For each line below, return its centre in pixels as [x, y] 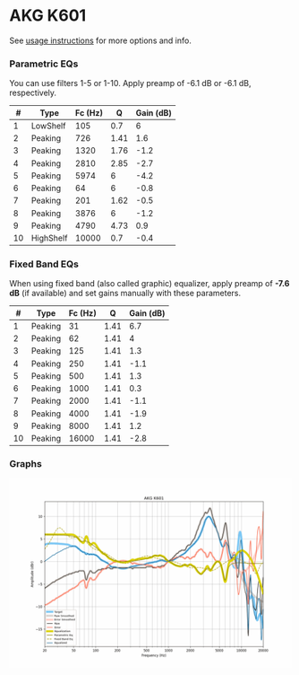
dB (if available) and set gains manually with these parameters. [125, 294]
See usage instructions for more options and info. [101, 40]
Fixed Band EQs [44, 264]
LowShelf [48, 126]
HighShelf [49, 238]
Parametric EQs [44, 64]
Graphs [26, 464]
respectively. [33, 93]
